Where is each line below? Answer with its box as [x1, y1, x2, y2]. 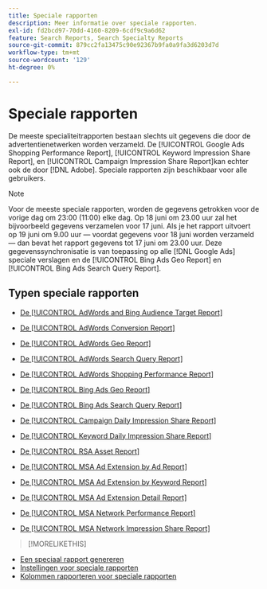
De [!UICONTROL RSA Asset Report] [19, 447, 140, 456]
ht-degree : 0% [8, 64, 56, 72]
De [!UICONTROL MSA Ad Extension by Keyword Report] [19, 477, 207, 486]
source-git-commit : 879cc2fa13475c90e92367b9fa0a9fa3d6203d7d [8, 41, 219, 49]
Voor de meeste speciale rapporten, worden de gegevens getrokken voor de [8, 204, 260, 213]
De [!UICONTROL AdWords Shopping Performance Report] [19, 369, 214, 379]
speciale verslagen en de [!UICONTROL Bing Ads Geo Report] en [8, 255, 222, 264]
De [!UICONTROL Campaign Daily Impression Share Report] [19, 415, 217, 425]
